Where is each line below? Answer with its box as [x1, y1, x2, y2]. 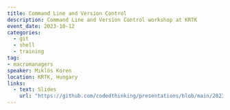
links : [7, 80, 26, 87]
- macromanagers [7, 61, 53, 68]
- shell [13, 42, 36, 49]
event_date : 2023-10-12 [7, 23, 75, 29]
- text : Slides [13, 86, 57, 93]
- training [13, 49, 44, 55]
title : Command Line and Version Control [7, 10, 127, 17]
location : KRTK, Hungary [7, 73, 78, 81]
